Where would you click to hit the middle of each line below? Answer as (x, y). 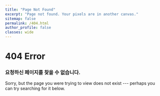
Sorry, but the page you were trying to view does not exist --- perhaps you (80, 83)
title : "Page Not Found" (30, 10)
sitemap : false (20, 19)
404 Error (25, 56)
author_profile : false (28, 28)
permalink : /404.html (27, 23)
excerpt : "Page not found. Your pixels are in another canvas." (72, 14)
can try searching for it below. (35, 89)
